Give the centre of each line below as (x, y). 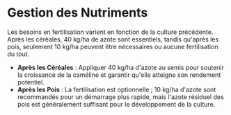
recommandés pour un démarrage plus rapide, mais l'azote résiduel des (120, 97)
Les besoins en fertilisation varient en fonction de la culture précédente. (110, 32)
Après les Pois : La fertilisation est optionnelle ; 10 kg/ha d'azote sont (117, 89)
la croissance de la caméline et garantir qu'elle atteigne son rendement (119, 75)
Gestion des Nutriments (78, 13)
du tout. (18, 54)
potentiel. (31, 82)
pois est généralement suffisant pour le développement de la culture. (116, 104)
